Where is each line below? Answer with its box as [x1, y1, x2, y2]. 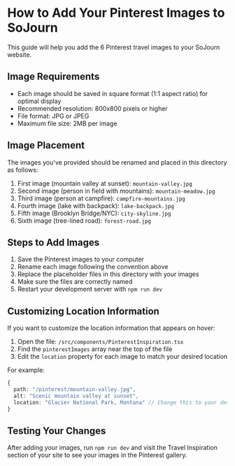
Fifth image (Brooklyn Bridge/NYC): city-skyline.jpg [17, 209, 171, 217]
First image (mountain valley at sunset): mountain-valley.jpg [17, 179, 192, 187]
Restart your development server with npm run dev [17, 285, 163, 294]
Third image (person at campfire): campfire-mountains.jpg [17, 194, 185, 203]
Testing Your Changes [7, 425, 106, 437]
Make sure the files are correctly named [17, 277, 133, 286]
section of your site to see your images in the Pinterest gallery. [7, 451, 187, 460]
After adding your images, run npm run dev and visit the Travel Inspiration [7, 444, 218, 452]
